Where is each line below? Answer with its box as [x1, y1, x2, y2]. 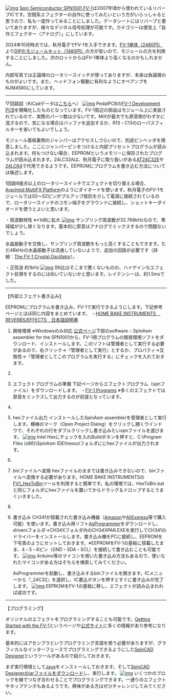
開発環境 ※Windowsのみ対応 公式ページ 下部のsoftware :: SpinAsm [12, 328, 152, 334]
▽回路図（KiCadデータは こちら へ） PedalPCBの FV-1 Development [5, 100, 160, 106]
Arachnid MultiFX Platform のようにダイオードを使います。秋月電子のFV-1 [5, 187, 160, 192]
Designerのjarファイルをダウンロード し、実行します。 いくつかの [5, 670, 157, 676]
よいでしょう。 [40, 126, 72, 132]
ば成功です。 [12, 589, 40, 596]
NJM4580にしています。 [5, 85, 58, 91]
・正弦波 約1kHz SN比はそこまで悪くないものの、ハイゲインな [5, 264, 150, 271]
